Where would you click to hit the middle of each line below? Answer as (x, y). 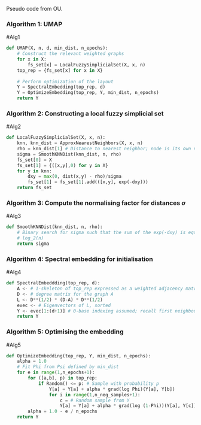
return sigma (33, 244)
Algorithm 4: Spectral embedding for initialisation (80, 259)
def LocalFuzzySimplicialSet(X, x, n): (56, 138)
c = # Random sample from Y (95, 400)
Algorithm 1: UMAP (34, 24)
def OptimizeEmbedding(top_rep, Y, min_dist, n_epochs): (79, 356)
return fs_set (34, 188)
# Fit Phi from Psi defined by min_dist (68, 367)
